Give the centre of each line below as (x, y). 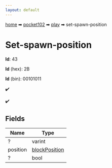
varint (39, 142)
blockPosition (48, 150)
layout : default (22, 10)
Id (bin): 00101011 (23, 79)
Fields (15, 119)
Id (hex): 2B (17, 69)
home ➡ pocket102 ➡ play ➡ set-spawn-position (56, 24)
